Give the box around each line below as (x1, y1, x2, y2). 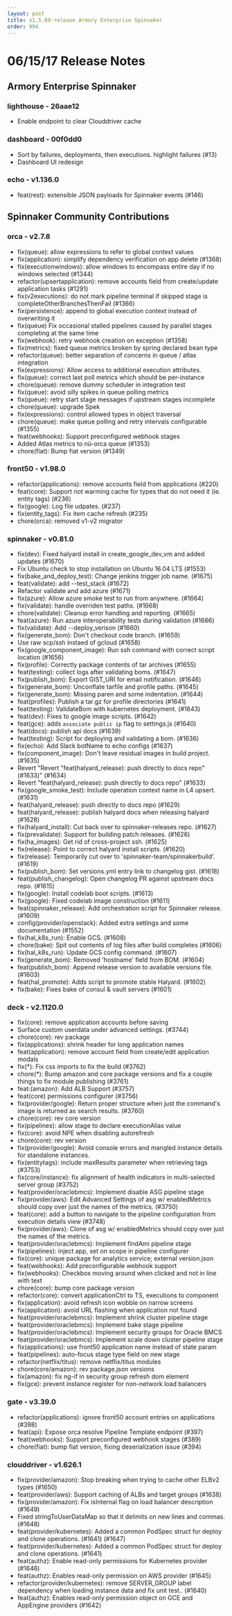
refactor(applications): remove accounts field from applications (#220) (17, 480, 219, 488)
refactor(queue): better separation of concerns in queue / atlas (17, 351, 197, 359)
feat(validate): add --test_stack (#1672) (17, 579, 130, 588)
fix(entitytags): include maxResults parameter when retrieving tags (17, 1158, 208, 1167)
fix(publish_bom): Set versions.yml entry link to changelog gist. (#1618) (17, 867, 220, 876)
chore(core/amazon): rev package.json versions (17, 1365, 154, 1374)
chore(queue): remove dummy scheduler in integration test (17, 380, 186, 389)
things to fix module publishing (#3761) (17, 1077, 130, 1085)
